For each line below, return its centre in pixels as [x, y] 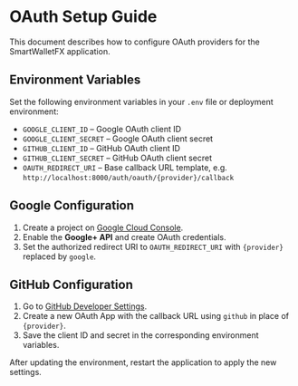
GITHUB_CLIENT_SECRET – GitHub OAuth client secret [117, 158]
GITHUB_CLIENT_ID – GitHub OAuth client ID [101, 148]
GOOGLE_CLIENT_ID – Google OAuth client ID [102, 129]
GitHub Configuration [72, 284]
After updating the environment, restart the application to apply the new [143, 362]
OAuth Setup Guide [83, 17]
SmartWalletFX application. [60, 51]
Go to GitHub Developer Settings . [85, 306]
